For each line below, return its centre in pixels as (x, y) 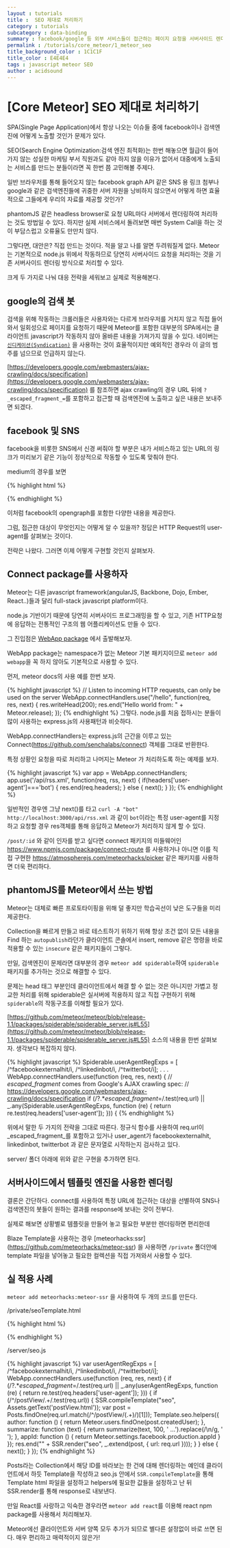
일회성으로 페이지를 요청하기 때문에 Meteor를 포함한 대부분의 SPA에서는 (116, 327)
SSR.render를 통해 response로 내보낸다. (62, 1491)
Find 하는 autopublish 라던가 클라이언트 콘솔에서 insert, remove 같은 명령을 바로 (115, 939)
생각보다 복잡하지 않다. (46, 1048)
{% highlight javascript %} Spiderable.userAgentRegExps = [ (92, 1062)
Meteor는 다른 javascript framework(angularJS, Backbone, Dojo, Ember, (108, 592)
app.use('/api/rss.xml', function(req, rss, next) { (74, 780)
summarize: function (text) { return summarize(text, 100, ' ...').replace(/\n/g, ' (115, 1429)
